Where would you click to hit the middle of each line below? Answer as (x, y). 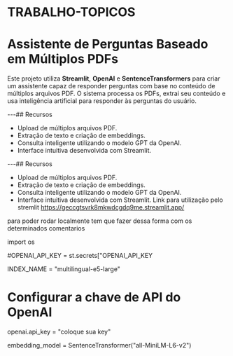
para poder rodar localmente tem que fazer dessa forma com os (100, 221)
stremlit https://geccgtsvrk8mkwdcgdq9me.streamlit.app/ (101, 207)
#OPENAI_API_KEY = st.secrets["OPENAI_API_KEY (80, 256)
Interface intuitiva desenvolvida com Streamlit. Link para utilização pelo (120, 200)
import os (21, 242)
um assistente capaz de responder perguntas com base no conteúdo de (111, 86)
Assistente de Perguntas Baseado (108, 44)
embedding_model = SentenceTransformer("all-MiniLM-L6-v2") (99, 345)
